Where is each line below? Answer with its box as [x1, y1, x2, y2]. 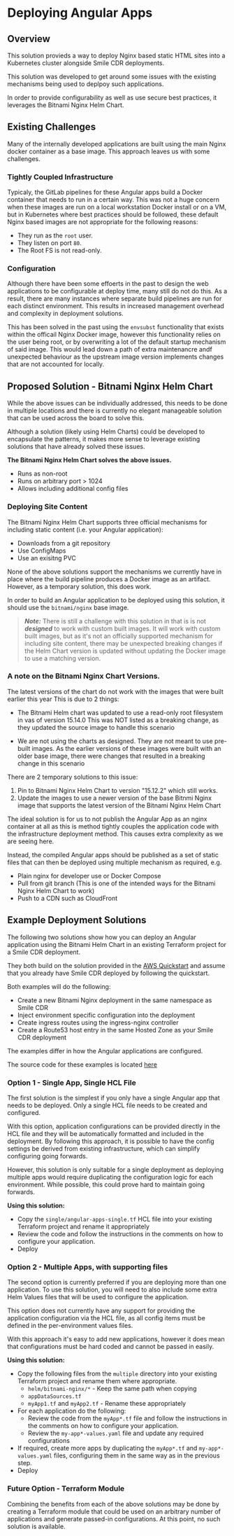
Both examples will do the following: [7, 982, 111, 990]
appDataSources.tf [27, 1393, 82, 1400]
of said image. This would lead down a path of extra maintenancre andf [7, 345, 213, 354]
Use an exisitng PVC [17, 553, 77, 562]
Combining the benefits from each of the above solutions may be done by [7, 1500, 220, 1508]
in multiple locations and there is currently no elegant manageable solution [7, 406, 222, 415]
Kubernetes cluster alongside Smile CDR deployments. [7, 59, 165, 67]
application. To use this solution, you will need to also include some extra [7, 1285, 218, 1294]
